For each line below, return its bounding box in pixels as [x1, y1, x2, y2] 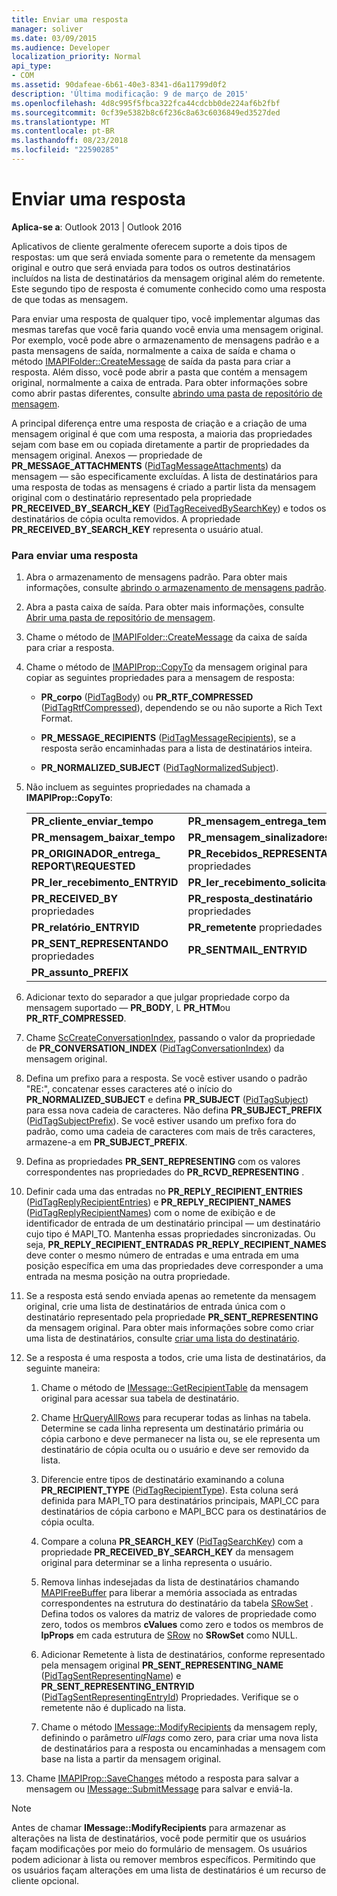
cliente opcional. [11, 1875, 80, 1887]
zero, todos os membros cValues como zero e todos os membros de [40, 1619, 324, 1631]
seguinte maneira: [25, 1362, 101, 1375]
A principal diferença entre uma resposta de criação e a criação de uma [11, 417, 308, 429]
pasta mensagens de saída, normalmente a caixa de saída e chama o [11, 344, 296, 356]
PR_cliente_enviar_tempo [30, 814, 154, 828]
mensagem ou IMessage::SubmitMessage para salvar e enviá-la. [25, 1783, 293, 1795]
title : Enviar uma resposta [11, 14, 129, 25]
